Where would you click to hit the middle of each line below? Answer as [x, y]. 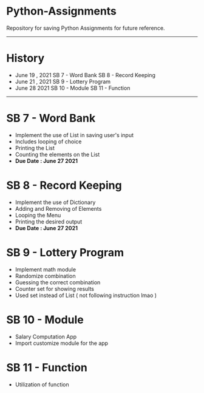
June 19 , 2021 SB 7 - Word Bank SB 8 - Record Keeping [85, 75]
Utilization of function [42, 384]
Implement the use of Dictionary [55, 202]
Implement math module [46, 269]
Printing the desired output [49, 221]
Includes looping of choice [48, 142]
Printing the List [35, 148]
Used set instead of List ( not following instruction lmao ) [86, 295]
